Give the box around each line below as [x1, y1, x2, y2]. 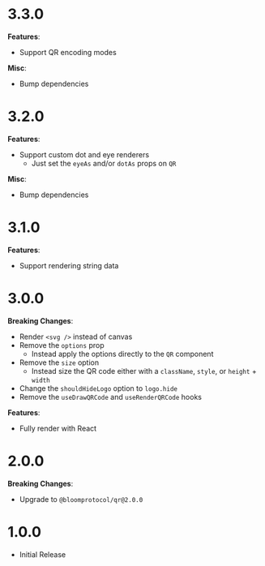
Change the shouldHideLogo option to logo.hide [19, 383, 178, 393]
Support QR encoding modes [19, 47, 117, 57]
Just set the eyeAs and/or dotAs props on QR [31, 158, 177, 168]
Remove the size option [19, 358, 99, 367]
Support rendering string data [19, 260, 119, 270]
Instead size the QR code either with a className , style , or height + [31, 366, 257, 375]
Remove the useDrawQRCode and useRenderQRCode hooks [19, 392, 202, 401]
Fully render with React [19, 423, 97, 433]
